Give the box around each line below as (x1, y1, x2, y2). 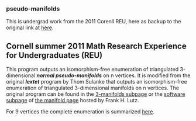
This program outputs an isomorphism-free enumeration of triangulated (6, 66, 179, 73)
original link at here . (6, 24, 54, 31)
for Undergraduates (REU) (6, 50, 103, 60)
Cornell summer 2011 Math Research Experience (6, 41, 187, 51)
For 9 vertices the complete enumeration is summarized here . (6, 108, 155, 115)
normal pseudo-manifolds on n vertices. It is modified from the (36, 72, 191, 79)
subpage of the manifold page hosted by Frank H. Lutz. (6, 97, 139, 104)
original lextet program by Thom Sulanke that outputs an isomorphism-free (6, 78, 187, 85)
